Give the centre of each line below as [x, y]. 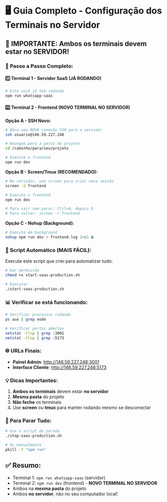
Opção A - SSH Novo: [28, 120]
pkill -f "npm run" [26, 449]
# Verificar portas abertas [35, 328]
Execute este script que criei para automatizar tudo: [59, 261]
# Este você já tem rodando [35, 91]
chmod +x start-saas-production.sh [43, 275]
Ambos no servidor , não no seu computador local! [65, 494]
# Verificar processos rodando [38, 315]
